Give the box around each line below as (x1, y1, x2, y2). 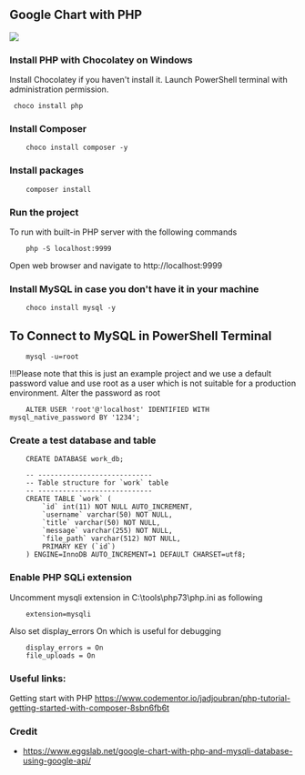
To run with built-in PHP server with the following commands (9, 226, 238, 237)
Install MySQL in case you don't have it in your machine (9, 282, 259, 295)
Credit (9, 725, 38, 738)
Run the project (9, 206, 79, 218)
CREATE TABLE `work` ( (25, 495, 112, 504)
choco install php (13, 102, 84, 111)
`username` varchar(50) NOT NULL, (42, 510, 173, 519)
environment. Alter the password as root (9, 387, 161, 398)
